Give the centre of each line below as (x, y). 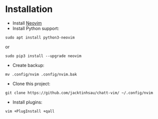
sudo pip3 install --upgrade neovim (43, 56)
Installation (29, 9)
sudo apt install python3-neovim (40, 37)
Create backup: (28, 65)
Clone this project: (31, 83)
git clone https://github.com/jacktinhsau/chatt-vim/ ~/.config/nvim (79, 93)
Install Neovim (27, 23)
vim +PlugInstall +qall (30, 111)
